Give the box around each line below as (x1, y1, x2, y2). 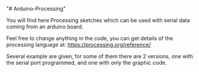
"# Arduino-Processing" (6, 5, 66, 12)
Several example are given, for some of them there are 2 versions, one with (6, 53, 193, 59)
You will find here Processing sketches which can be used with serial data (6, 17, 190, 23)
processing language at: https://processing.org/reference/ (6, 41, 151, 48)
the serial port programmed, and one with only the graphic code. (6, 59, 167, 66)
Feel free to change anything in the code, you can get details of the (6, 35, 173, 41)
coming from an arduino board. (6, 23, 84, 30)
